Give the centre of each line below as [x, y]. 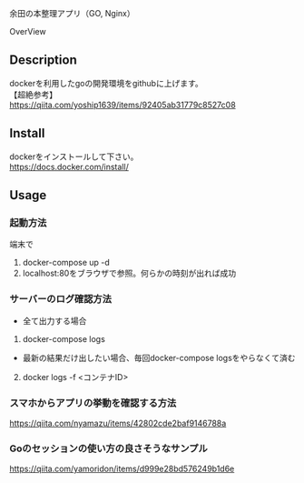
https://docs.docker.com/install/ [69, 166]
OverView [28, 31]
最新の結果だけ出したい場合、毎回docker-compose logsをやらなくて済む [159, 357]
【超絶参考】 [33, 95]
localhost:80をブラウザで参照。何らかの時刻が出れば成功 [129, 273]
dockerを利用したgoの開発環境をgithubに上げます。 [107, 83]
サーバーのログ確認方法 [60, 299]
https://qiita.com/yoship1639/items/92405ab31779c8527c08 [123, 105]
